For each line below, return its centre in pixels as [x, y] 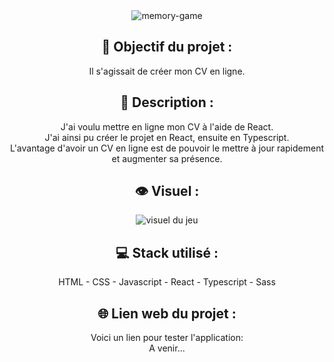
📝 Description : [167, 102]
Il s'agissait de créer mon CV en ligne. [167, 71]
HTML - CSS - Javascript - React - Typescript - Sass [167, 282]
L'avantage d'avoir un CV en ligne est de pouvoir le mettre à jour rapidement [167, 148]
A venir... [167, 348]
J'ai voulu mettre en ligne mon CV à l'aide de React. [167, 126]
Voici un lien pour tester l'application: [167, 338]
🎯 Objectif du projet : [167, 47]
